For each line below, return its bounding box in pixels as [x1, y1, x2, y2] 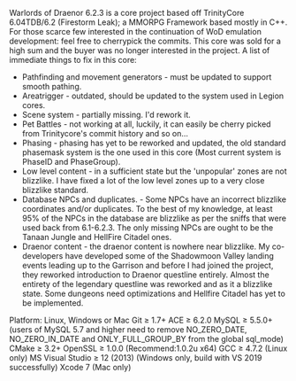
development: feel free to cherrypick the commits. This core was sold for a [9, 35, 281, 46]
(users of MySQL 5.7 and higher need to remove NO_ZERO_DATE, [9, 324, 247, 335]
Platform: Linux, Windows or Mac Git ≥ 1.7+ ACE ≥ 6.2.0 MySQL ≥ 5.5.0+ [9, 315, 273, 325]
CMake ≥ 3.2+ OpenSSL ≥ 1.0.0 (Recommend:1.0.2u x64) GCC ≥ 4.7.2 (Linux [9, 343, 288, 354]
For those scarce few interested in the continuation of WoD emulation [9, 27, 262, 36]
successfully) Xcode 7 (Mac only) [9, 362, 132, 372]
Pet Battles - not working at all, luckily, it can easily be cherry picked [21, 119, 271, 129]
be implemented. [21, 298, 84, 308]
